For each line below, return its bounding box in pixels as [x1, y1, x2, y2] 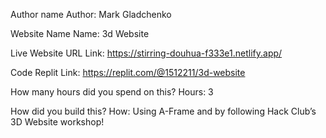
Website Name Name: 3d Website [10, 28, 150, 39]
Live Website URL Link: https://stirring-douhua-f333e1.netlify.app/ [10, 47, 283, 59]
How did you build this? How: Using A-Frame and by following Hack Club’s [10, 105, 317, 117]
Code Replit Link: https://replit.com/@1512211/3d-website [10, 67, 246, 78]
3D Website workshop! [10, 116, 105, 128]
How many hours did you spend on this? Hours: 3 [10, 86, 214, 98]
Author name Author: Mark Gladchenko [10, 9, 172, 20]
